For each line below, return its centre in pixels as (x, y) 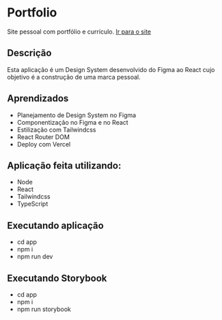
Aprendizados (38, 98)
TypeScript (32, 204)
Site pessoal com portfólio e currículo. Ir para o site (79, 32)
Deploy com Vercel (44, 144)
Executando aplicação (55, 225)
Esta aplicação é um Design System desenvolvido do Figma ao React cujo (111, 69)
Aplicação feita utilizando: (64, 165)
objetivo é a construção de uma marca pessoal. (74, 77)
